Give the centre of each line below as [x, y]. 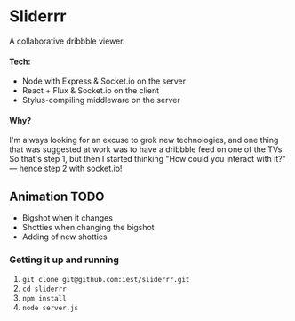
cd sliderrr [44, 289]
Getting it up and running [64, 260]
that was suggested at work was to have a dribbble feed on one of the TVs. [147, 149]
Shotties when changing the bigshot [88, 228]
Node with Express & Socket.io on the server [104, 81]
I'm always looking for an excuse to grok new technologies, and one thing [144, 140]
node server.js [50, 309]
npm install [44, 299]
